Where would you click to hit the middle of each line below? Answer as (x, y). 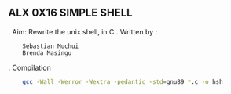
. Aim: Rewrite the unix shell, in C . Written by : (83, 31)
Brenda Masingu (47, 53)
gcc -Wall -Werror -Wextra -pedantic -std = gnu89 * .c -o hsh (123, 81)
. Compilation (29, 67)
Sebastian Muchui (51, 46)
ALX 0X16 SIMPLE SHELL (70, 13)
